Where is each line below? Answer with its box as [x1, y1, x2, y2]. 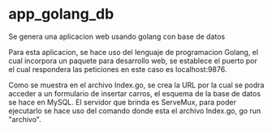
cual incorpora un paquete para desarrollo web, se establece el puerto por [8, 56, 258, 65]
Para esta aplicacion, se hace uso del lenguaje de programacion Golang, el [8, 47, 258, 57]
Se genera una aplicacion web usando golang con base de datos [8, 32, 226, 41]
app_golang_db [8, 5, 114, 23]
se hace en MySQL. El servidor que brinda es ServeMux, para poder [8, 97, 237, 107]
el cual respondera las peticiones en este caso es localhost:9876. [8, 64, 227, 74]
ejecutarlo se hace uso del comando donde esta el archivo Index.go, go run [8, 106, 261, 116]
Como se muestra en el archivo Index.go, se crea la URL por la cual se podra [8, 80, 265, 90]
